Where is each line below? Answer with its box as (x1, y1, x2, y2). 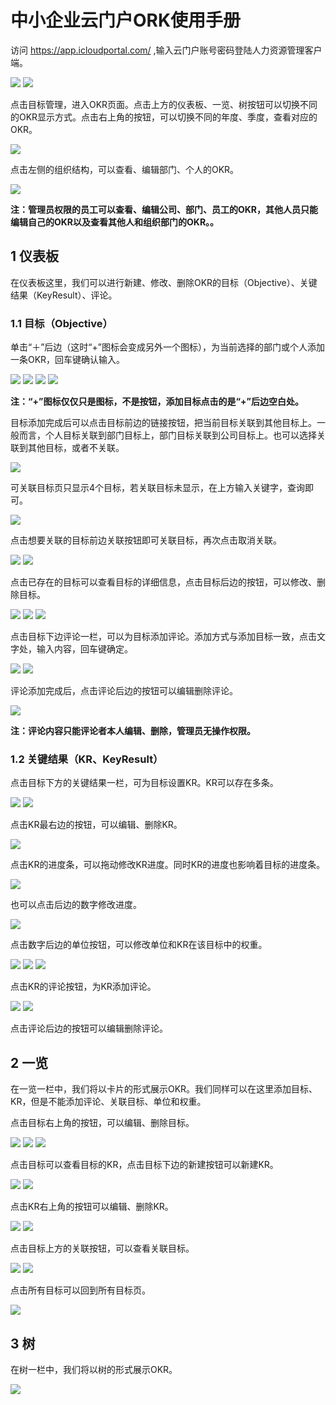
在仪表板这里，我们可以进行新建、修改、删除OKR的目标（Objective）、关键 (10, 276, 318, 288)
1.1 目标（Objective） (10, 316, 113, 330)
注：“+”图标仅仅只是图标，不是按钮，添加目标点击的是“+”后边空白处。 (10, 396, 305, 408)
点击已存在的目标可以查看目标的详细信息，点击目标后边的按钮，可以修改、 (10, 576, 317, 588)
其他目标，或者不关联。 (27, 442, 125, 454)
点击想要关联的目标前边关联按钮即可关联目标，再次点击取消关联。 (10, 534, 282, 546)
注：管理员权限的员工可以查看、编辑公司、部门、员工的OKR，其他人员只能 (10, 203, 319, 215)
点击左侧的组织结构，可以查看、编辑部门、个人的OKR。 (10, 163, 240, 175)
